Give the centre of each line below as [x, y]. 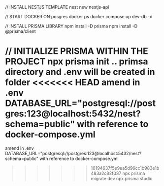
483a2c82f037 [106, 173]
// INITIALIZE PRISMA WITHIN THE [77, 51]
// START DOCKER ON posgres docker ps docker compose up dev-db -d [79, 16]
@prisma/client [20, 31]
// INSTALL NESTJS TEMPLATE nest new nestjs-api [57, 7]
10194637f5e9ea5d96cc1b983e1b [125, 168]
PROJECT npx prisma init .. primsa [77, 62]
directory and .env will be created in [80, 72]
